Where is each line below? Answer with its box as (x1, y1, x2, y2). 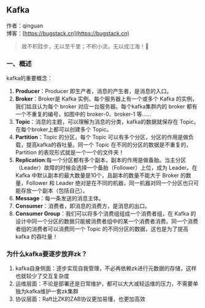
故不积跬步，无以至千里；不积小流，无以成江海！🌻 (21, 42, 149, 50)
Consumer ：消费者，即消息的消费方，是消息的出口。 (15, 202, 150, 210)
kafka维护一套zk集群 (26, 288, 79, 295)
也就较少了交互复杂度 (15, 272, 69, 280)
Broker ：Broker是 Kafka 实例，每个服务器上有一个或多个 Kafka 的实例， (15, 95, 198, 103)
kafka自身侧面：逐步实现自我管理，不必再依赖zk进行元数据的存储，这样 (15, 265, 197, 272)
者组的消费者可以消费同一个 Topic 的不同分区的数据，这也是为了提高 (15, 225, 188, 233)
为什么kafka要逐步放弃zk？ (6, 250, 88, 258)
